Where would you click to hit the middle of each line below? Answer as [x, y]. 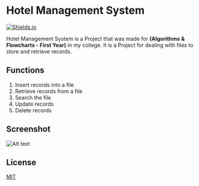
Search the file [33, 97]
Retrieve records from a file [49, 91]
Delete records [33, 110]
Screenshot [28, 129]
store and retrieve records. [39, 51]
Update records [34, 104]
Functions [25, 70]
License [21, 162]
